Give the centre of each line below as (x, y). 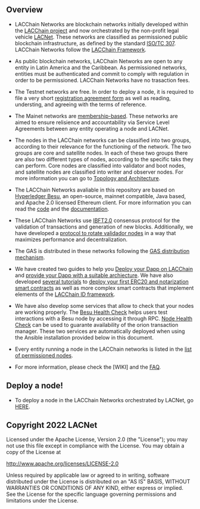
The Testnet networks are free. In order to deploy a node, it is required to (104, 91)
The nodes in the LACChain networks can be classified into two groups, (103, 140)
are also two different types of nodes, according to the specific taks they (104, 159)
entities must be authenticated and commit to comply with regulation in (102, 73)
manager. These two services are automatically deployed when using (100, 331)
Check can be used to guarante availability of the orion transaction (96, 325)
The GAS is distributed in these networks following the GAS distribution (102, 251)
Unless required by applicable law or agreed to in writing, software (88, 475)
